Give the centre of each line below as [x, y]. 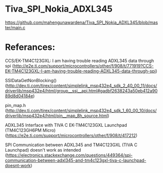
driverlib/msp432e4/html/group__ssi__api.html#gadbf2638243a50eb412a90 [81, 90]
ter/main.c [15, 27]
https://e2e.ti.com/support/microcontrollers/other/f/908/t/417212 [71, 135]
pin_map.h [16, 105]
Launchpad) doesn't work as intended [43, 150]
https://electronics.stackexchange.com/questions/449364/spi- [70, 155]
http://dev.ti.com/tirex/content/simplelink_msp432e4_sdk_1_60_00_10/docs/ [81, 110]
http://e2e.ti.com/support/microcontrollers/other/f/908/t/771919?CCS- [84, 66]
